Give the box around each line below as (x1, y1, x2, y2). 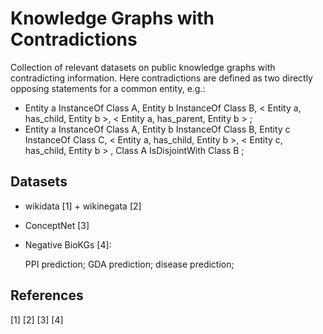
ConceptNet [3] (24, 219, 90, 231)
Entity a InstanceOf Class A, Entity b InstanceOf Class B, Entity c (24, 123, 291, 135)
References (10, 287, 84, 304)
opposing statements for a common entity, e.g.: (10, 82, 206, 94)
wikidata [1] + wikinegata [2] (24, 200, 142, 212)
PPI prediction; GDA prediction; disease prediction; (24, 258, 235, 270)
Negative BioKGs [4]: (24, 238, 112, 251)
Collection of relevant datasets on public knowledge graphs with (10, 61, 276, 73)
